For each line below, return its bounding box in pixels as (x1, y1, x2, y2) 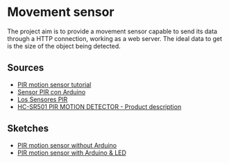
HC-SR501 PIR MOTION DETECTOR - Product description (17, 102, 182, 111)
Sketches (7, 123, 49, 135)
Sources (7, 62, 44, 74)
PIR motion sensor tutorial (17, 80, 92, 89)
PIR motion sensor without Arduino (17, 141, 117, 149)
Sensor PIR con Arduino (17, 87, 86, 96)
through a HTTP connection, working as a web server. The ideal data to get (7, 34, 223, 42)
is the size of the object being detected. (7, 42, 121, 50)
